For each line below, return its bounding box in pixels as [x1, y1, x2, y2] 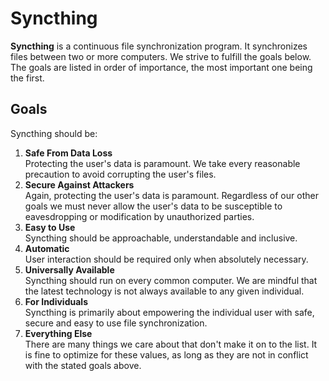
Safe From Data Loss [24, 147, 113, 159]
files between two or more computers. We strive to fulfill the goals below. [10, 50, 312, 62]
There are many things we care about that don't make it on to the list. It [24, 338, 318, 350]
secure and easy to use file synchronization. [24, 317, 208, 329]
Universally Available [24, 263, 115, 276]
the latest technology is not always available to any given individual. [24, 285, 305, 297]
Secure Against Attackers [24, 178, 135, 191]
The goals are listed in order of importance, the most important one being [10, 61, 313, 73]
